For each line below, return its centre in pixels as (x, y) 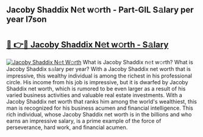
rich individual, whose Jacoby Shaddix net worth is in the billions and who (99, 114)
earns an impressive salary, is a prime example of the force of (84, 121)
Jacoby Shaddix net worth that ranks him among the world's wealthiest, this (101, 102)
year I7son (27, 20)
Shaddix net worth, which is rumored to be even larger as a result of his (96, 89)
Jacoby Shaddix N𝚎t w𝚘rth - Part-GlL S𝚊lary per (100, 10)
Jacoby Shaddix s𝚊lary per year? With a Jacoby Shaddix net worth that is (98, 69)
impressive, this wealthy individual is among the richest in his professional (99, 76)
